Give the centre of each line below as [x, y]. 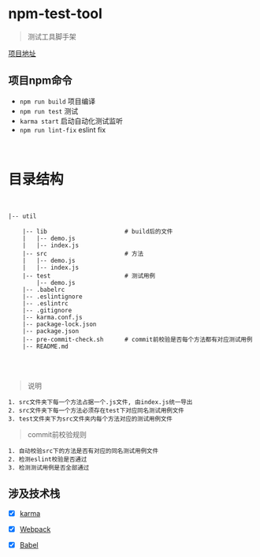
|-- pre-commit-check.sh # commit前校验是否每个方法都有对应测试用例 [137, 339]
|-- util [22, 216]
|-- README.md [45, 346]
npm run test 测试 [49, 110]
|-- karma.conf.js [52, 317]
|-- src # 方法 [83, 253]
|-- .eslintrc [45, 303]
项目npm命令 [40, 81]
